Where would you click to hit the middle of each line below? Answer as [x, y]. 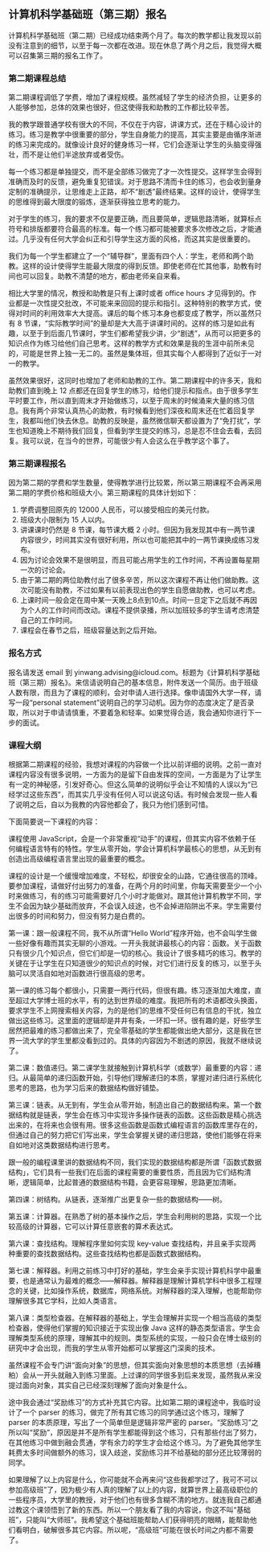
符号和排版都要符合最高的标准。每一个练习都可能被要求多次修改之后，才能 [131, 229]
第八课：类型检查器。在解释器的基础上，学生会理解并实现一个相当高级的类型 [135, 1318]
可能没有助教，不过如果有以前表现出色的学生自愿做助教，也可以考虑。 [143, 590]
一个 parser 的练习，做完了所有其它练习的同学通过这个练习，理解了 [133, 1412]
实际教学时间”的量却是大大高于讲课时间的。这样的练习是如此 [148, 323]
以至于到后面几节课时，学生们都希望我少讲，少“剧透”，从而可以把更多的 [141, 334]
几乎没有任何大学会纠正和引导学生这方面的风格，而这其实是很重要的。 [138, 239]
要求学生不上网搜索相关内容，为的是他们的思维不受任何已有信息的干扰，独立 [135, 1010]
